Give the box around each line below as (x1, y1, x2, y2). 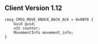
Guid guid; (13, 21, 36, 26)
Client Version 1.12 (4, 4, 62, 12)
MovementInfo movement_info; (13, 30, 74, 35)
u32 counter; (13, 26, 41, 31)
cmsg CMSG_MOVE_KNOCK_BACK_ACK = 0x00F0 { (4, 17, 94, 22)
